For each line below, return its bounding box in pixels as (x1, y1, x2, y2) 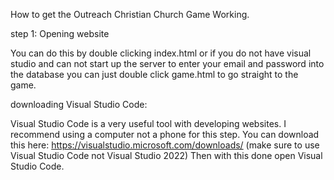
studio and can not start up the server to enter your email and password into (10, 58, 325, 69)
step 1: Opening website (10, 28, 110, 39)
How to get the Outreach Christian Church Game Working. (10, 9, 250, 20)
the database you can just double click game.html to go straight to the (10, 69, 299, 80)
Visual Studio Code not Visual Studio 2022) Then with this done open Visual (10, 150, 323, 161)
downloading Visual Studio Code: (10, 99, 148, 110)
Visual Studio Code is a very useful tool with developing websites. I (10, 118, 287, 129)
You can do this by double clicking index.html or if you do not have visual (10, 47, 312, 59)
